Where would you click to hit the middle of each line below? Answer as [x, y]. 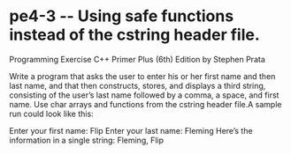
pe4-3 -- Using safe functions [122, 16]
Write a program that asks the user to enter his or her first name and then [142, 76]
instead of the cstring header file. [135, 35]
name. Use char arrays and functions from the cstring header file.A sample [145, 104]
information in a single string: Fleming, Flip [87, 140]
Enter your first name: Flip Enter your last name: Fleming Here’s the [131, 130]
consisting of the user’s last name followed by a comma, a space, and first [144, 95]
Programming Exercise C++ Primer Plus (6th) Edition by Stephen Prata [137, 59]
